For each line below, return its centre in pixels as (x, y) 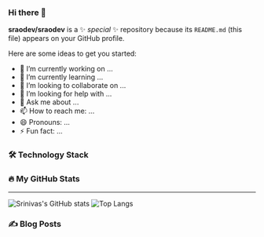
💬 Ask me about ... (49, 102)
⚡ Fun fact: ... (41, 131)
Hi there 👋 (27, 13)
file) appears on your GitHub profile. (66, 38)
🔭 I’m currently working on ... (66, 69)
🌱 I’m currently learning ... (61, 77)
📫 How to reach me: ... (57, 111)
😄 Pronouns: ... (45, 122)
